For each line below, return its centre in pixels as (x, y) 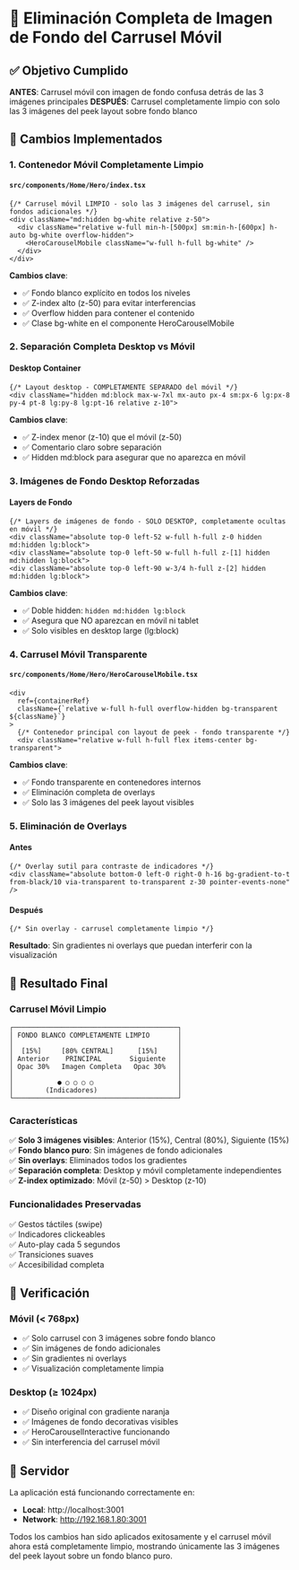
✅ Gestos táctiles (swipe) (56, 1224)
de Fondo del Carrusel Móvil (115, 37)
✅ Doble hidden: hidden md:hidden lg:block (104, 610)
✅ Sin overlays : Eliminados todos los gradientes (98, 1161)
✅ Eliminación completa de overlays (89, 792)
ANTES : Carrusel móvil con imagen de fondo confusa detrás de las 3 (137, 92)
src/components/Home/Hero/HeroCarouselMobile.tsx (104, 675)
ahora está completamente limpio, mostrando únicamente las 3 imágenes (145, 1547)
